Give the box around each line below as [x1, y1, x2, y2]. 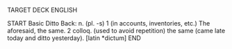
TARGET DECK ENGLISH [7, 6, 78, 14]
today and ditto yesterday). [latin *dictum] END [7, 34, 141, 42]
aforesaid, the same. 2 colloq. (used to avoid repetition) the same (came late [7, 27, 226, 35]
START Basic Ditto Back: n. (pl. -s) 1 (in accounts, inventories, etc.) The [7, 19, 210, 27]
